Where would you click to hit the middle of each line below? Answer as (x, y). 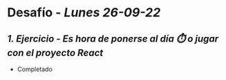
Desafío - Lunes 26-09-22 (84, 13)
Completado (35, 69)
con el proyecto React (55, 53)
